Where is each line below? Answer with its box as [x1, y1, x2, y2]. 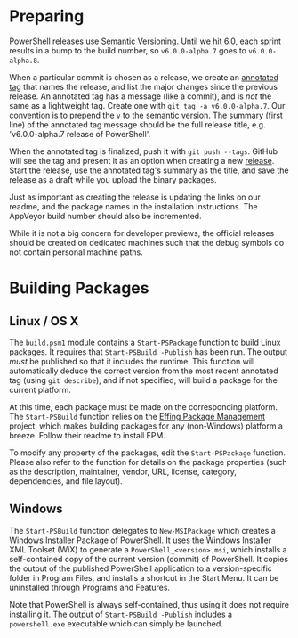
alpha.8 [9, 56, 38, 65]
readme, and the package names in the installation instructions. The [9, 200, 258, 211]
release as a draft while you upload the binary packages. [9, 174, 217, 184]
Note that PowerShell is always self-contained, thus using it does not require [9, 599, 290, 609]
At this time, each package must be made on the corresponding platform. [9, 401, 278, 412]
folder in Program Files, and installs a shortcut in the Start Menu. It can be [9, 572, 279, 583]
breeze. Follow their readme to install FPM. [9, 429, 166, 440]
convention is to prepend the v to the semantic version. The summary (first [9, 110, 283, 120]
